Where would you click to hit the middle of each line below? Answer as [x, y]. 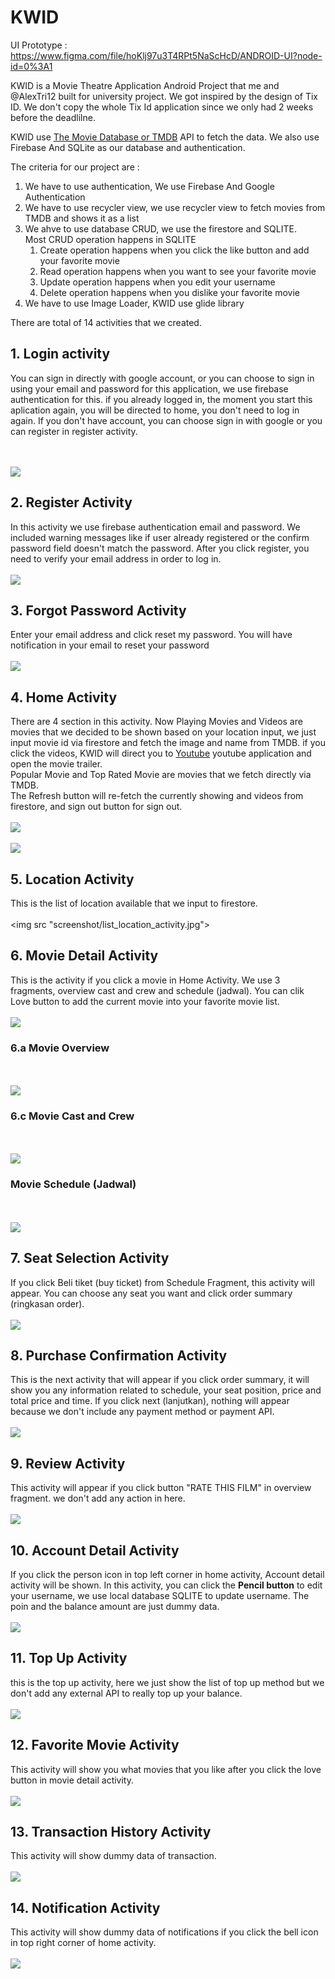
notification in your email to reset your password [110, 645]
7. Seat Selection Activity [90, 1258]
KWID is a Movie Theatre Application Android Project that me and [145, 85]
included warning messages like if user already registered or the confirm [160, 537]
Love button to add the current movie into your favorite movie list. [145, 1001]
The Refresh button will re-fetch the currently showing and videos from [157, 796]
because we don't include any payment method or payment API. [142, 1412]
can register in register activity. [74, 431]
